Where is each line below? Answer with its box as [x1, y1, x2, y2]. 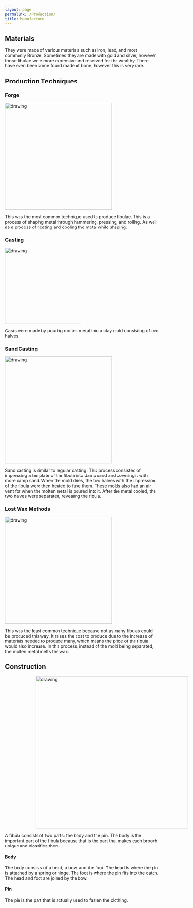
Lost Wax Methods [5, 506, 50, 513]
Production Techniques [5, 77, 78, 85]
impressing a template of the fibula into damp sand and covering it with [5, 473, 148, 478]
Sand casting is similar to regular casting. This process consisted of [5, 467, 141, 474]
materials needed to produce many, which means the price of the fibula [5, 638, 149, 644]
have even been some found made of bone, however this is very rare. [5, 63, 145, 69]
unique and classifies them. [5, 843, 60, 848]
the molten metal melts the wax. [5, 648, 70, 654]
